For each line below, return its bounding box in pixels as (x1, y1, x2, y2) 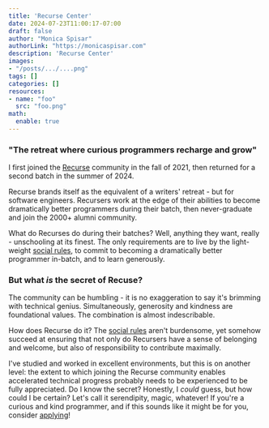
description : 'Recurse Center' (8, 49, 114, 58)
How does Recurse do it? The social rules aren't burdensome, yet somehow (8, 326, 262, 336)
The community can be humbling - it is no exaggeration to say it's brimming (8, 293, 262, 302)
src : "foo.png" (15, 102, 67, 110)
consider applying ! (8, 410, 71, 420)
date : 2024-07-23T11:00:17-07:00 (8, 19, 122, 28)
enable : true (15, 118, 60, 126)
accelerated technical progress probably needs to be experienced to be (8, 376, 249, 386)
